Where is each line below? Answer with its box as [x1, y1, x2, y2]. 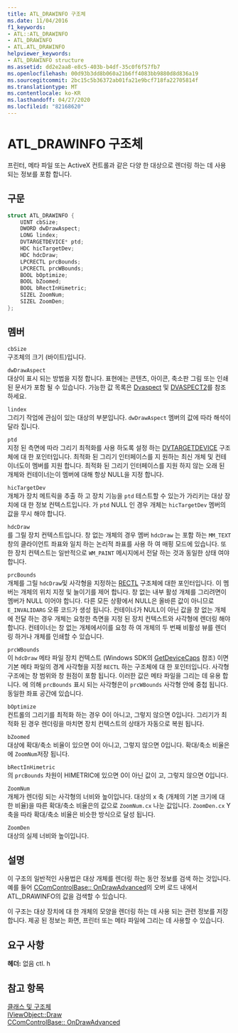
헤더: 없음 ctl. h [7, 959, 51, 968]
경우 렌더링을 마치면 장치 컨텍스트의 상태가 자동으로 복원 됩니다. [28, 719, 205, 728]
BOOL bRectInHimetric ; [20, 285, 87, 292]
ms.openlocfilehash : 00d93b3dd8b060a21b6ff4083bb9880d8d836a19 [7, 70, 199, 77]
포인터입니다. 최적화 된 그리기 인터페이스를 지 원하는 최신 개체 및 [35, 452, 214, 461]
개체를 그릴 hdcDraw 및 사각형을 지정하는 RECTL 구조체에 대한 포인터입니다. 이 [7, 578, 222, 587]
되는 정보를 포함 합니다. [7, 169, 72, 178]
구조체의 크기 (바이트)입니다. [7, 352, 87, 361]
